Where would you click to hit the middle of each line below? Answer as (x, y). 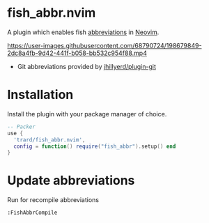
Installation (40, 95)
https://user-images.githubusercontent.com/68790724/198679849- (104, 45)
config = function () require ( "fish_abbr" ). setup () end (95, 146)
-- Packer (22, 127)
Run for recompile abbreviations (53, 200)
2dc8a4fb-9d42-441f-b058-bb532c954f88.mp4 (77, 53)
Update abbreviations (71, 181)
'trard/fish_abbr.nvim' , (49, 140)
